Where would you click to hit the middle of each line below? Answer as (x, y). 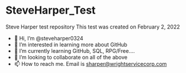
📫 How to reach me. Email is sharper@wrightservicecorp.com (90, 64)
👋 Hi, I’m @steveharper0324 (49, 38)
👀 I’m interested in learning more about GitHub (71, 45)
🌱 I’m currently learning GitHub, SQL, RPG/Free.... (74, 50)
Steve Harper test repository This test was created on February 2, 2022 (93, 27)
